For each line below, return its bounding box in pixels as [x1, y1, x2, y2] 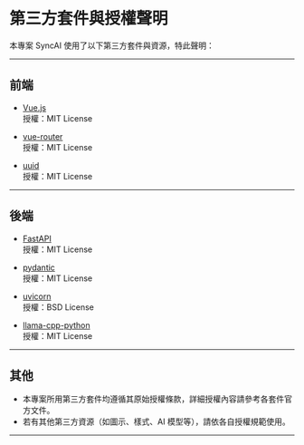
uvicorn [22, 291, 52, 302]
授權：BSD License [22, 301, 95, 313]
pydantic [22, 262, 56, 273]
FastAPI [22, 233, 52, 244]
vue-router [22, 131, 63, 141]
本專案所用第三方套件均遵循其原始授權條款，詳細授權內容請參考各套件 [22, 393, 285, 404]
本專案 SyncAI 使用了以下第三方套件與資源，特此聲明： [9, 40, 214, 51]
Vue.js [22, 102, 47, 113]
